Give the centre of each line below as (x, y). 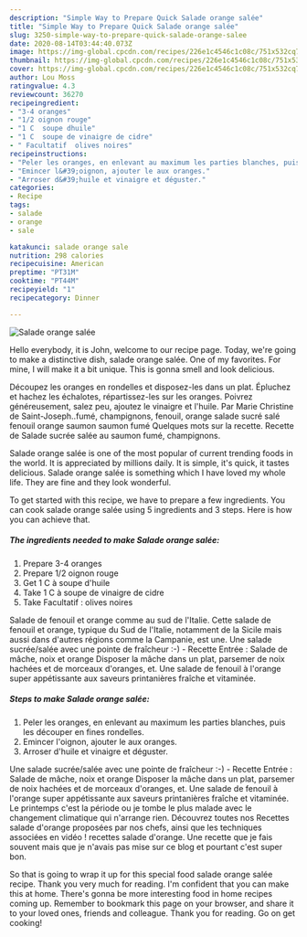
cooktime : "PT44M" (44, 281)
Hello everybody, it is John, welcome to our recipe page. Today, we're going (153, 349)
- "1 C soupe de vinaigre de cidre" (81, 137)
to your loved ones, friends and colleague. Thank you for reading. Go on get (152, 913)
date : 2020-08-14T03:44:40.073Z (71, 43)
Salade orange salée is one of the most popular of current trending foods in (152, 453)
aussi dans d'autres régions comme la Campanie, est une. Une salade (141, 639)
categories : (32, 188)
